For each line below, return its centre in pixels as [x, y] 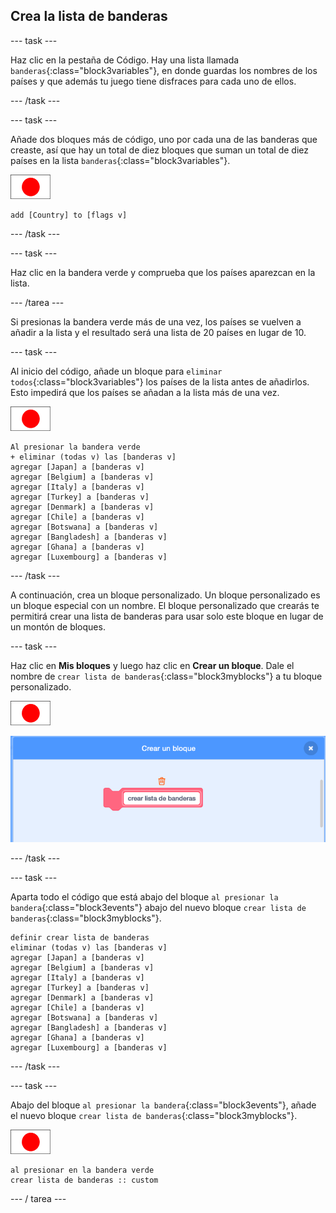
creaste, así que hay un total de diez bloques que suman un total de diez [159, 150]
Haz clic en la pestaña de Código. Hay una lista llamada [125, 60]
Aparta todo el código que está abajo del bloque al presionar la [144, 897]
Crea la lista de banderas [89, 16]
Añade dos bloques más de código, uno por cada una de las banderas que [164, 139]
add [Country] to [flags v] [69, 215]
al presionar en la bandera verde [82, 1170]
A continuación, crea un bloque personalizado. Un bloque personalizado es [165, 595]
